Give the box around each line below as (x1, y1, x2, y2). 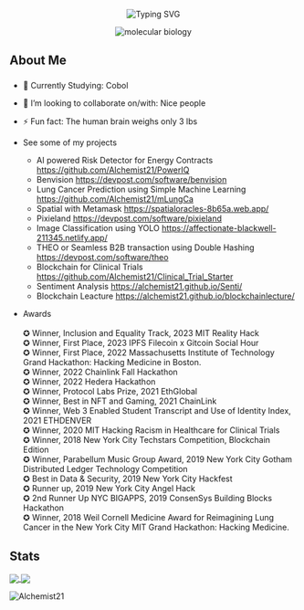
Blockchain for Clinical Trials (36, 261, 143, 273)
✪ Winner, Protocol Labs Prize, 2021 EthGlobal (22, 386, 198, 397)
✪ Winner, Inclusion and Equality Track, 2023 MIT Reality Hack (22, 328, 260, 339)
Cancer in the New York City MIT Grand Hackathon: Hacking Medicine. (22, 521, 289, 533)
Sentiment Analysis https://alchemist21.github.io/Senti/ (36, 281, 243, 292)
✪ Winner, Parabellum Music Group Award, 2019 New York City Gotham (22, 454, 293, 465)
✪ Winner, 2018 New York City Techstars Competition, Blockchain (22, 435, 271, 446)
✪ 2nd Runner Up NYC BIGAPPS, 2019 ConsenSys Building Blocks (22, 493, 272, 504)
